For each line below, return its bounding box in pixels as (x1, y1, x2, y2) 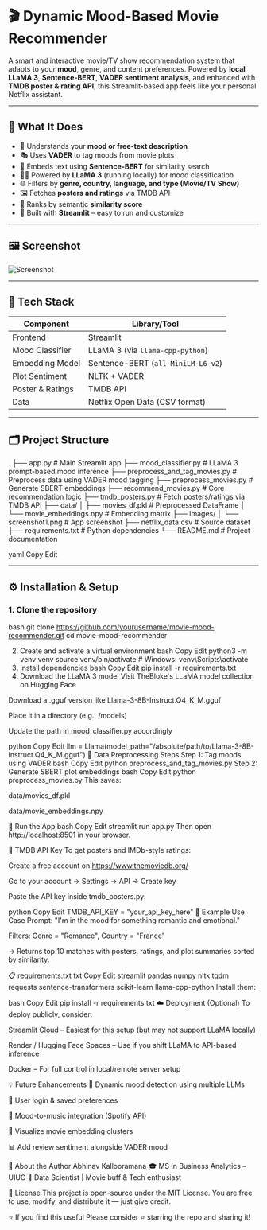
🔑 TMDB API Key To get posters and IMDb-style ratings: (8, 845, 192, 854)
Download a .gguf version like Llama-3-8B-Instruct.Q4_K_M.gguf (8, 695, 221, 705)
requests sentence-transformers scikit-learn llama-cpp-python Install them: (8, 982, 257, 991)
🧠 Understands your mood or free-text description (19, 141, 188, 150)
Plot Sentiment (12, 371, 68, 382)
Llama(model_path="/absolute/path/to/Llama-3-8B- (84, 742, 254, 751)
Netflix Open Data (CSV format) (87, 396, 207, 407)
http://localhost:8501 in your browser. (8, 830, 131, 839)
